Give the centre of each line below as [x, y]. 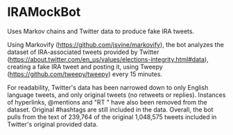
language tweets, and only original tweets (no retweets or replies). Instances [116, 95]
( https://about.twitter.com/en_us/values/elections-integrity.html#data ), [108, 59]
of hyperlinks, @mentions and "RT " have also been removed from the [107, 102]
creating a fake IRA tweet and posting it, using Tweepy [85, 66]
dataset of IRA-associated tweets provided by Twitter [83, 52]
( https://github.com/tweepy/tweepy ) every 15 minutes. [85, 74]
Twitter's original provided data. [53, 124]
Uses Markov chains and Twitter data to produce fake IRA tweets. [101, 31]
